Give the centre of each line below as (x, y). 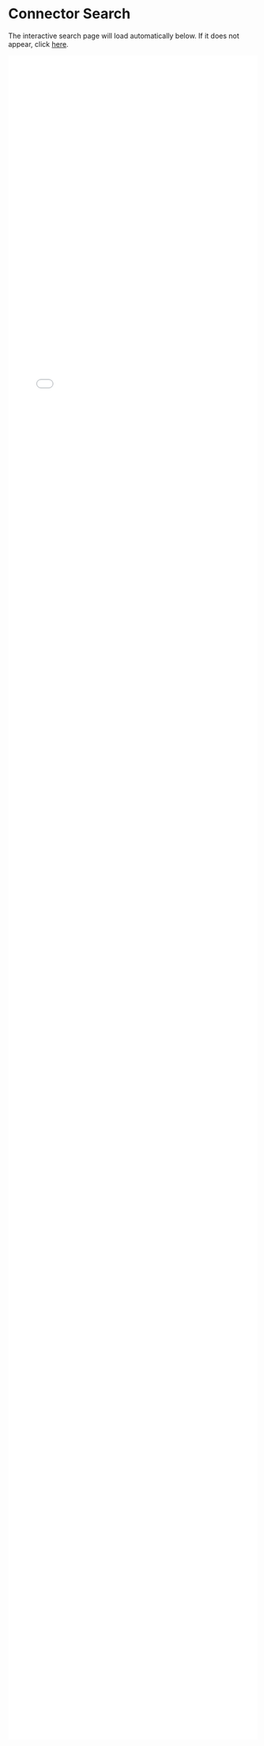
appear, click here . (38, 44)
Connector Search (70, 14)
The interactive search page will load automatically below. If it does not (124, 36)
